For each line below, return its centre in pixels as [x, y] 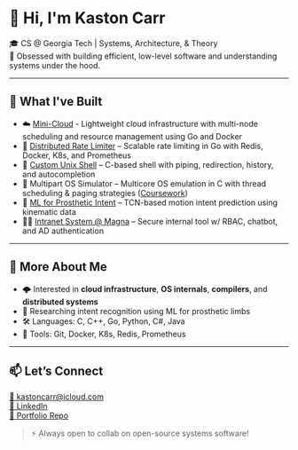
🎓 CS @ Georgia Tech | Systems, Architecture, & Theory [114, 43]
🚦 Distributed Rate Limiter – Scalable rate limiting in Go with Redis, [142, 146]
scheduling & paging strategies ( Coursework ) [105, 193]
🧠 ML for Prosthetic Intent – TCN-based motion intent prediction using [149, 202]
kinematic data [49, 211]
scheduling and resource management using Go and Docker [132, 136]
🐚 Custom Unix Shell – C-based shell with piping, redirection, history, [148, 164]
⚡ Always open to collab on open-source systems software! [140, 433]
